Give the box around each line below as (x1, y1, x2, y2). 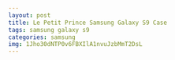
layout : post (8, 11, 51, 19)
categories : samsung (8, 33, 76, 41)
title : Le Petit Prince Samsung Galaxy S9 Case (8, 19, 168, 26)
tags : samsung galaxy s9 (8, 26, 90, 34)
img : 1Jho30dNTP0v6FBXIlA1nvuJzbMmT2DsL (8, 41, 143, 48)
